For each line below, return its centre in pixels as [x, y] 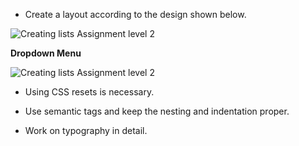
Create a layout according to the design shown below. [135, 14]
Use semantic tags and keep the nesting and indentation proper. [157, 111]
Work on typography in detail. [86, 130]
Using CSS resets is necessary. [89, 92]
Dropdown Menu [46, 53]
